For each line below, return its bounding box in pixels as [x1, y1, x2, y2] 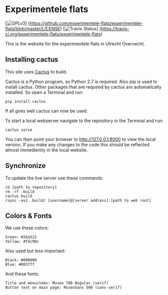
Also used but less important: [5, 248, 66, 254]
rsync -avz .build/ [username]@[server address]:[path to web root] [5, 198, 151, 203]
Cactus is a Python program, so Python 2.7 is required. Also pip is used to [5, 78, 157, 84]
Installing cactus [5, 55, 59, 64]
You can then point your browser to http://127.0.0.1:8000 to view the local [5, 136, 156, 142]
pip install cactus [5, 99, 46, 104]
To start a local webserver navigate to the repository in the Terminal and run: [5, 117, 163, 124]
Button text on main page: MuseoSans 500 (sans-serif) [5, 285, 122, 290]
